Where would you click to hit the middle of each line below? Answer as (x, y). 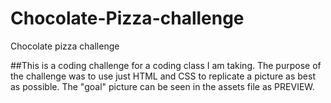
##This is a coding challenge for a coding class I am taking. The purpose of (166, 65)
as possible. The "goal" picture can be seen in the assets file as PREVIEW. (162, 86)
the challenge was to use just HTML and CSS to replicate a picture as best (163, 76)
